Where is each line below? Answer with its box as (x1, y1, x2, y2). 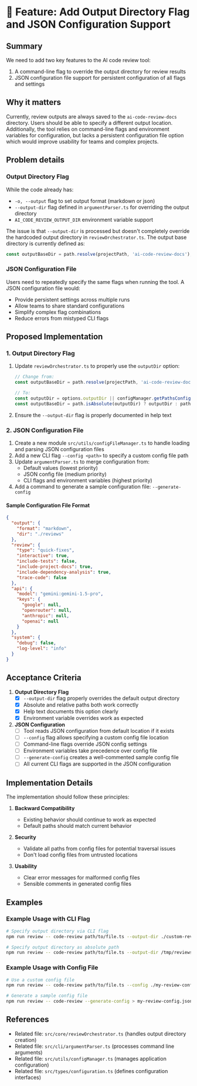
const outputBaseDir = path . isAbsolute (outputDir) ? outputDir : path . (14, 401, 193, 407)
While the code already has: (6, 186, 74, 193)
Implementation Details (6, 777, 93, 788)
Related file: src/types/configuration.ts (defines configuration (14, 1067, 168, 1074)
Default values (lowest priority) (23, 465, 98, 472)
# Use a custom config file (6, 977, 75, 983)
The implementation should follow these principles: (6, 793, 130, 800)
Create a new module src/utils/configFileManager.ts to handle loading (14, 439, 190, 446)
